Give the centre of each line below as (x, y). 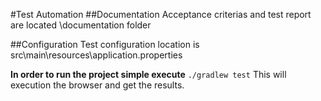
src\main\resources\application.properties (96, 55)
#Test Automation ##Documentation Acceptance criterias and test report (161, 14)
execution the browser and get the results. (97, 85)
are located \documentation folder (81, 25)
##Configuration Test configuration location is (105, 44)
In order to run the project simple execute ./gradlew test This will (148, 74)
